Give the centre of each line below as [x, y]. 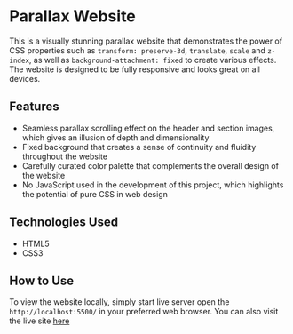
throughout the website [65, 156]
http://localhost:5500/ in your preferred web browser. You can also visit [144, 312]
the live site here [40, 321]
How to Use [42, 280]
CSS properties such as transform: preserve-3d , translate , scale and [138, 50]
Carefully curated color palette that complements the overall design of [150, 165]
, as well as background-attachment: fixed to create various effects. [153, 60]
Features [34, 107]
